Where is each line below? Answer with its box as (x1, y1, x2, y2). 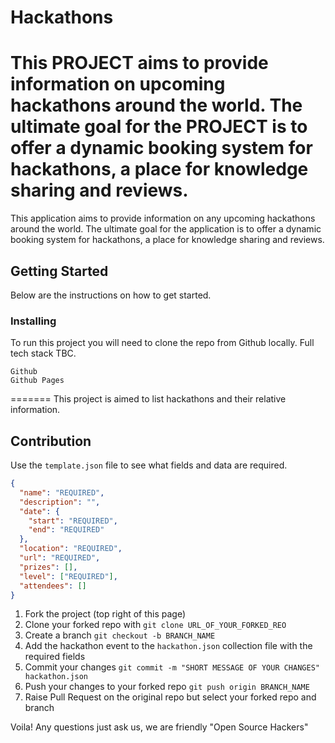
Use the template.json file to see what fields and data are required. (10, 459, 288, 471)
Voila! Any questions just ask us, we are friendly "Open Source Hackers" (10, 721, 309, 733)
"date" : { (19, 506, 60, 516)
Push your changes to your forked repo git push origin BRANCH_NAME (24, 681, 310, 693)
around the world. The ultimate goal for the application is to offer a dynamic (10, 223, 322, 235)
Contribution (10, 432, 92, 450)
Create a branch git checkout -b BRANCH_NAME (24, 629, 216, 641)
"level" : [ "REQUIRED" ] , (19, 571, 118, 581)
